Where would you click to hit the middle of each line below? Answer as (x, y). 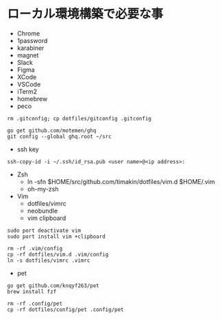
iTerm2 (27, 91)
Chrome (28, 33)
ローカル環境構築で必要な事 (85, 14)
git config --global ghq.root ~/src (59, 136)
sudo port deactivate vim (44, 230)
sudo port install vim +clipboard (57, 237)
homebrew (32, 98)
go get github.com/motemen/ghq (52, 131)
